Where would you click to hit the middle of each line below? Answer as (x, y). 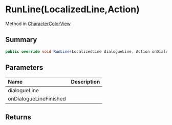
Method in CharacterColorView (38, 24)
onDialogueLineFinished (37, 99)
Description (85, 82)
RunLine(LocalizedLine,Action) (72, 9)
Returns (18, 117)
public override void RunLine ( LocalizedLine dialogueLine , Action (78, 51)
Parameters (24, 68)
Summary (21, 40)
